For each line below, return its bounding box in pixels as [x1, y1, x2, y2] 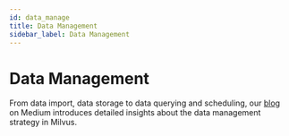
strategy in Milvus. [9, 117, 78, 128]
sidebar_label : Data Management [9, 30, 130, 38]
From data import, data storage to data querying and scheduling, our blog [9, 98, 280, 108]
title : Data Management [9, 21, 98, 30]
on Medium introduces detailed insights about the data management [9, 107, 261, 118]
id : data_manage [9, 13, 70, 22]
